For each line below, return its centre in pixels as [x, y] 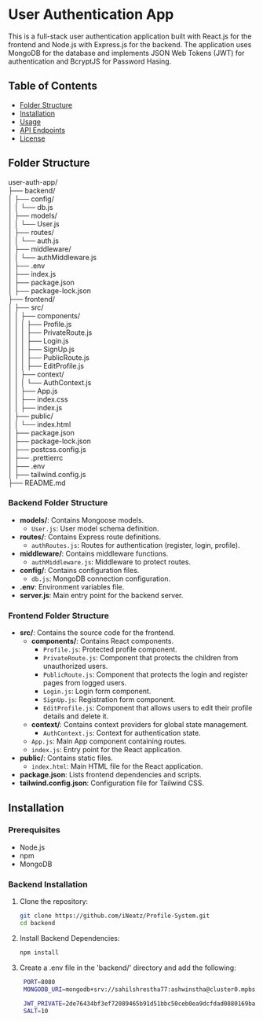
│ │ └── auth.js [33, 241]
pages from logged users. [85, 683]
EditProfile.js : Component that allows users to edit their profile [148, 708]
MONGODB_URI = [44, 989]
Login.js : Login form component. [97, 691]
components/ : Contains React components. [102, 641]
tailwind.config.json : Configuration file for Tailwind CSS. [112, 783]
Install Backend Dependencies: [69, 938]
